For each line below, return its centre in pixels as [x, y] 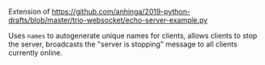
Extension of [29, 12]
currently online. [35, 53]
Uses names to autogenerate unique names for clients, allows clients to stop [133, 36]
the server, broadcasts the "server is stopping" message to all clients [123, 44]
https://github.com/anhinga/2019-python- [121, 12]
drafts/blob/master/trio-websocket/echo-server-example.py [108, 20]
